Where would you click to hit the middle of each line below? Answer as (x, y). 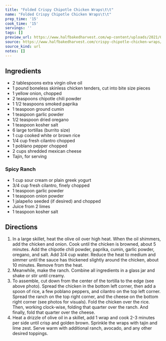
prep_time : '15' (22, 19)
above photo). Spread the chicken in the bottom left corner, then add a (84, 286)
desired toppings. (30, 334)
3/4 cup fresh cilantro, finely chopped (51, 185)
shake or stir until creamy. (39, 276)
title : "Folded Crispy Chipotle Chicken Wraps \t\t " (59, 10)
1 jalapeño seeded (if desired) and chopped (57, 201)
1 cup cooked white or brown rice (46, 135)
